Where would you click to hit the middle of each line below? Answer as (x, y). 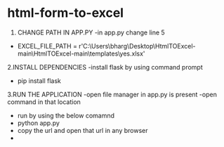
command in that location (44, 102)
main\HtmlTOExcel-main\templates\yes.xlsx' (81, 53)
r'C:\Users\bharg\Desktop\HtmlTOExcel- (137, 46)
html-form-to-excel (66, 13)
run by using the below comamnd (66, 115)
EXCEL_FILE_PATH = (47, 46)
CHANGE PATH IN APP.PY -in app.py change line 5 (91, 32)
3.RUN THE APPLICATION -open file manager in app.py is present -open (112, 94)
